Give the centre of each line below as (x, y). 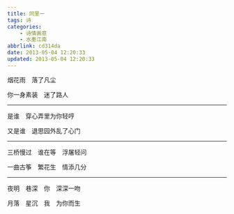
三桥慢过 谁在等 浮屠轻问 (47, 152)
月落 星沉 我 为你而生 (44, 203)
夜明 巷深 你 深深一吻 (44, 188)
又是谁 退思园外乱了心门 (44, 130)
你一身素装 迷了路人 (38, 94)
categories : (24, 26)
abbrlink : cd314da (34, 46)
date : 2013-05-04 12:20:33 (46, 53)
